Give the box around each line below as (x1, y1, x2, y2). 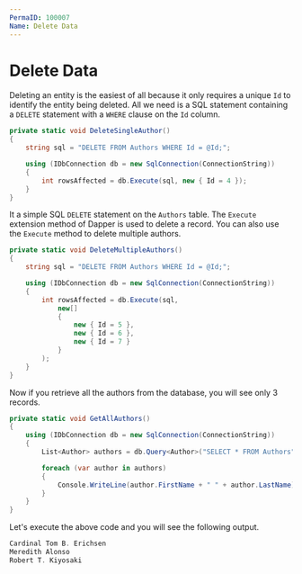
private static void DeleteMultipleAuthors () (9, 246, 182, 255)
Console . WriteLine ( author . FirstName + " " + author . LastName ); (57, 480, 299, 489)
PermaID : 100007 (9, 13, 70, 22)
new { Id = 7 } (73, 337, 130, 346)
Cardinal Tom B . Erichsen (9, 539, 106, 549)
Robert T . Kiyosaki (9, 555, 83, 565)
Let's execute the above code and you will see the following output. (9, 522, 260, 533)
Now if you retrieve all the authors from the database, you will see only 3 (9, 387, 279, 398)
